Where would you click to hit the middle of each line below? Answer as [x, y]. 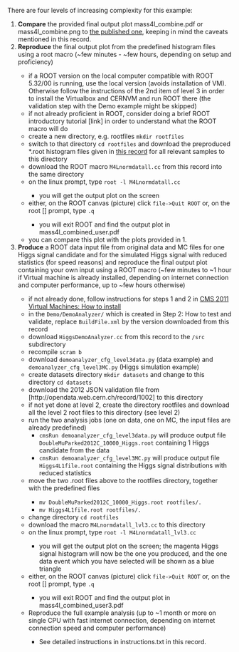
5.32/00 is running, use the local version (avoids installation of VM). [127, 83]
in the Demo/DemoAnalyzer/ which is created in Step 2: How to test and [130, 314]
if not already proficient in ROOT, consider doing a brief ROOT [119, 114]
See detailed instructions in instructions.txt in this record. [122, 642]
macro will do [48, 129]
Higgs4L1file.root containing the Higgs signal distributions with [133, 465]
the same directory [56, 174]
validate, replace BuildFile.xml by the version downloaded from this [129, 321]
